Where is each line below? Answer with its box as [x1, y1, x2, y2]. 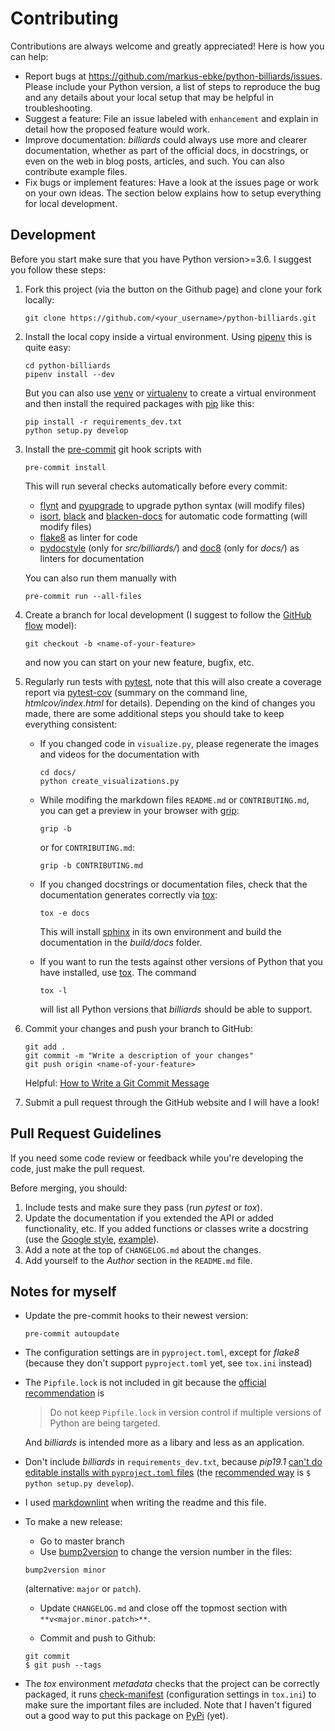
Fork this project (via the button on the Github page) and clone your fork [24, 283, 323, 295]
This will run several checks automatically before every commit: [24, 480, 288, 492]
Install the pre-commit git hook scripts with [24, 443, 202, 455]
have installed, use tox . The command [39, 966, 197, 978]
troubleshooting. [24, 102, 93, 114]
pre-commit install [24, 462, 107, 472]
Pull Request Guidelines [10, 1125, 162, 1142]
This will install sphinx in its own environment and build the [39, 925, 282, 937]
